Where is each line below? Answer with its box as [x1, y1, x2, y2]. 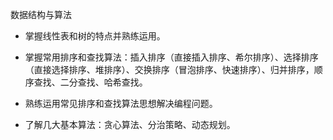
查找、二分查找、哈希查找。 [33, 76, 148, 88]
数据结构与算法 [10, 9, 72, 20]
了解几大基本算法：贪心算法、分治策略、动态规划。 [24, 119, 236, 130]
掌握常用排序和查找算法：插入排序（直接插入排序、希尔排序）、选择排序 [24, 51, 319, 63]
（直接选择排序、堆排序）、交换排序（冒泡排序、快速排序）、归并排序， [24, 64, 315, 75]
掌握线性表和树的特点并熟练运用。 [24, 30, 166, 42]
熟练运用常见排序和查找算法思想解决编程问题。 [24, 98, 218, 109]
